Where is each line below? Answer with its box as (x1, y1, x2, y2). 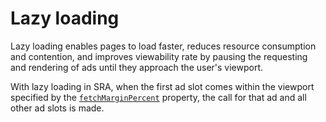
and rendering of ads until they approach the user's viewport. (10, 61, 264, 73)
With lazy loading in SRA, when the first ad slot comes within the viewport (10, 80, 315, 92)
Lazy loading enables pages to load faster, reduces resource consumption (10, 40, 317, 52)
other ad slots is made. (10, 102, 105, 114)
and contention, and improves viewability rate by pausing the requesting (10, 50, 308, 62)
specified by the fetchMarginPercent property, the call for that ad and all (10, 91, 307, 103)
